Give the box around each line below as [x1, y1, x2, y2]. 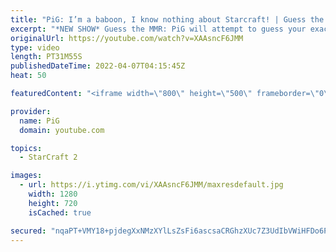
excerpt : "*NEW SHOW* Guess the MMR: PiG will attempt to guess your [10, 24, 307, 34]
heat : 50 [10, 71, 47, 81]
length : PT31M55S [10, 52, 83, 62]
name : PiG [19, 116, 60, 126]
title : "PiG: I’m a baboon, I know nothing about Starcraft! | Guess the [10, 14, 325, 25]
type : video [10, 42, 60, 53]
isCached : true [28, 207, 92, 218]
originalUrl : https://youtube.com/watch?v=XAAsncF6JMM [10, 33, 244, 43]
